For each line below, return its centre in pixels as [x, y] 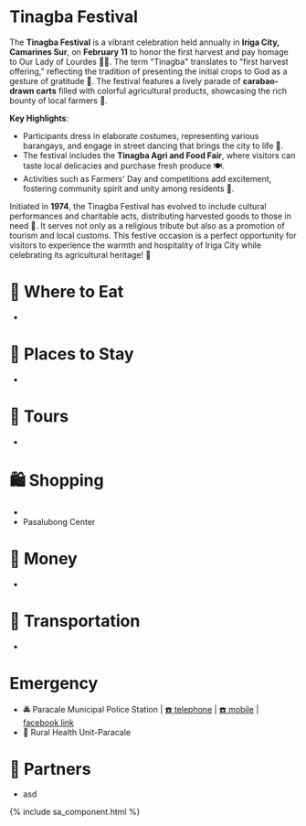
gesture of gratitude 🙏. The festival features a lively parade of [125, 80]
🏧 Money [43, 558]
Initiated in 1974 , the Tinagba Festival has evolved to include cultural [138, 206]
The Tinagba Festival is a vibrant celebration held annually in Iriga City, [145, 42]
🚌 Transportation [75, 621]
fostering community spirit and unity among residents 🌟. [128, 188]
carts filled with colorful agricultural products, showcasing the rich [162, 91]
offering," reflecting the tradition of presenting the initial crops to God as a [148, 71]
